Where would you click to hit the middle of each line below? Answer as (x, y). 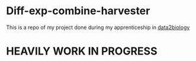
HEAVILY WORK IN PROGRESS (82, 51)
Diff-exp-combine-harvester (78, 11)
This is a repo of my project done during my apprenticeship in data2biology (98, 27)
